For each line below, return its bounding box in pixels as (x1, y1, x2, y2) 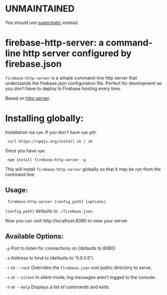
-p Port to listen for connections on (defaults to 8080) (5, 245, 116, 251)
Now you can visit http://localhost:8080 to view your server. (5, 217, 128, 223)
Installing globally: (5, 113, 84, 124)
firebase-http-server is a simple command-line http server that (5, 74, 137, 80)
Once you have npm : (5, 147, 46, 153)
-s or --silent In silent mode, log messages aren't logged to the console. (5, 274, 156, 280)
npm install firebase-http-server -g (7, 157, 86, 162)
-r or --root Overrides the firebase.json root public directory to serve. (5, 264, 152, 270)
